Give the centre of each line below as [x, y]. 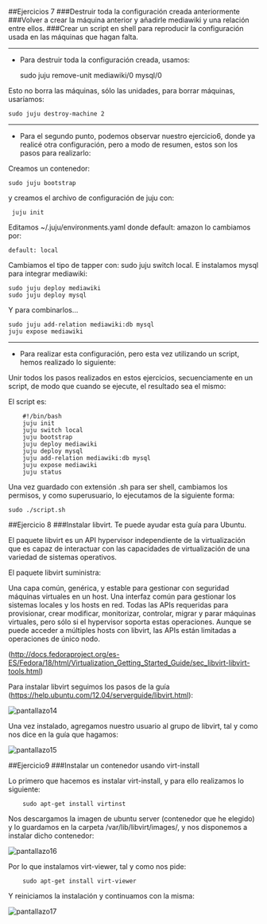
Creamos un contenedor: [49, 168]
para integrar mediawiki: [48, 273]
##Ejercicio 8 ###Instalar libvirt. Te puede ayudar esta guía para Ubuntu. [128, 525]
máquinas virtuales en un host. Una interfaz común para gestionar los [122, 596]
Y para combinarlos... [43, 310]
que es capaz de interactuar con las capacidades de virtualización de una [129, 549]
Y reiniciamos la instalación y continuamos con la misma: [101, 896]
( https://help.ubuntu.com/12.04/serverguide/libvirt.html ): [101, 695]
